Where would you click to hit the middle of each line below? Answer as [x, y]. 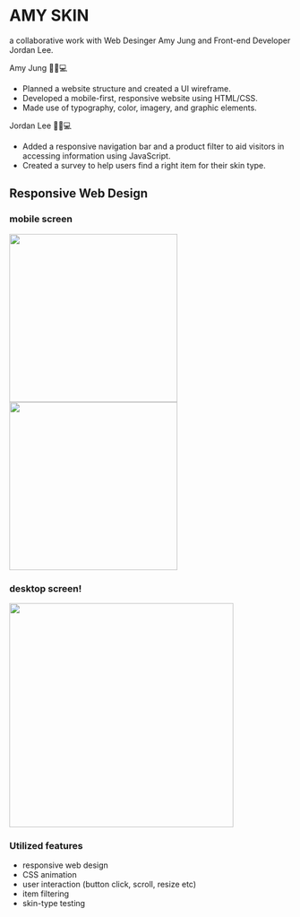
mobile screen [41, 219]
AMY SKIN [49, 16]
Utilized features [46, 845]
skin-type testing [54, 904]
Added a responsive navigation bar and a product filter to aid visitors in [153, 146]
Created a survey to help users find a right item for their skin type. [144, 165]
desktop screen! [46, 588]
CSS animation [50, 875]
